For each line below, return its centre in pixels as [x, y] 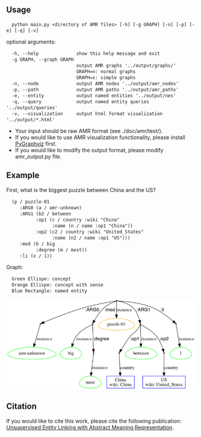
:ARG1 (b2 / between [45, 214]
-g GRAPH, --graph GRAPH [43, 60]
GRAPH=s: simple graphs [106, 78]
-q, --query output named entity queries [80, 102]
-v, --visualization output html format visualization [87, 114]
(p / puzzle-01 [31, 202]
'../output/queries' [32, 108]
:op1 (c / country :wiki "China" [78, 220]
